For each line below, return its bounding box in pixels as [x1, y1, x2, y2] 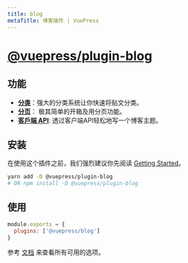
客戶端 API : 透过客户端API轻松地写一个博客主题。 [17, 115, 162, 125]
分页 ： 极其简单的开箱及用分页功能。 [17, 107, 126, 115]
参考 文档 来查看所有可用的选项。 [7, 247, 105, 257]
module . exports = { [7, 220, 66, 228]
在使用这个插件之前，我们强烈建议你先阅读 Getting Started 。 [7, 159, 185, 167]
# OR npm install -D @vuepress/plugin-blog [7, 180, 139, 187]
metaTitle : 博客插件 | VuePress [7, 17, 100, 24]
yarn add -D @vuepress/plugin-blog [7, 173, 113, 180]
